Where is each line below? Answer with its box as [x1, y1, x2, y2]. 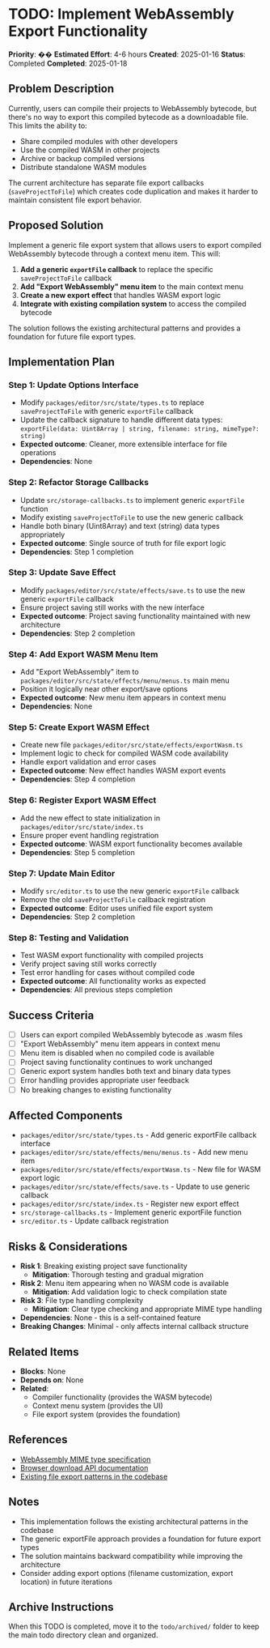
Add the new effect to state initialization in [19, 813, 161, 823]
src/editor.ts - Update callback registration [19, 1216, 170, 1226]
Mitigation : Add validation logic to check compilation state [32, 1287, 228, 1297]
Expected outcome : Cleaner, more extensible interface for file [19, 439, 228, 449]
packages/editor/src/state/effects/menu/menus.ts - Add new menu [19, 1148, 248, 1157]
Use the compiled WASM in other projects [19, 145, 160, 155]
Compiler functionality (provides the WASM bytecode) [32, 1392, 213, 1402]
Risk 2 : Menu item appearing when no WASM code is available [19, 1279, 229, 1288]
